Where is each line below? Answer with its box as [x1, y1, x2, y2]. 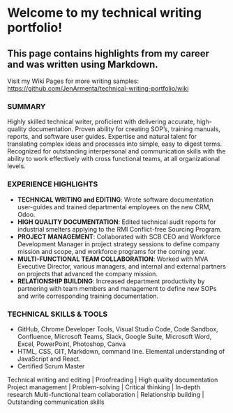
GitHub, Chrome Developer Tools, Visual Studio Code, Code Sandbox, [17, 324, 218, 333]
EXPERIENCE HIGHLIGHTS [7, 179, 98, 189]
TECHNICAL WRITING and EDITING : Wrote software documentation [17, 195, 214, 204]
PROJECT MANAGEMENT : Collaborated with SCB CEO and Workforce [17, 232, 221, 241]
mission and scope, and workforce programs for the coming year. [17, 247, 206, 255]
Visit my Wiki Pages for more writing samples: [7, 77, 140, 85]
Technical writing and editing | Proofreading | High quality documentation [7, 375, 218, 384]
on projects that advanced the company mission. [17, 269, 158, 278]
